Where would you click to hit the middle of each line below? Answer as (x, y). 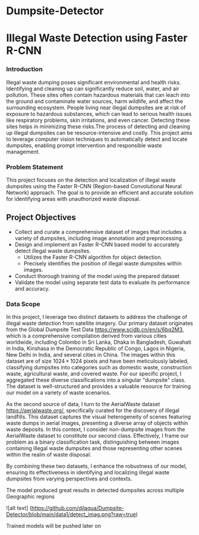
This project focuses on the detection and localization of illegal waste (91, 180)
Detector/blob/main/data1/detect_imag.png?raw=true (71, 514)
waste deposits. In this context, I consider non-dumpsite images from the (96, 429)
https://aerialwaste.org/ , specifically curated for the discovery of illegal (93, 410)
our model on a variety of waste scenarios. (59, 392)
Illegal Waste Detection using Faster (97, 38)
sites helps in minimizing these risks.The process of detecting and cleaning (98, 126)
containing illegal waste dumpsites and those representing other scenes (94, 448)
